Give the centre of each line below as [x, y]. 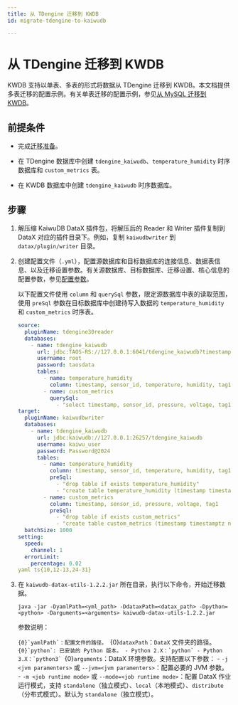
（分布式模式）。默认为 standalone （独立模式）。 [87, 694]
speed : [34, 544]
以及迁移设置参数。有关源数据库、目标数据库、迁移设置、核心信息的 [130, 270]
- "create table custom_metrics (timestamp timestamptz [140, 524]
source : [29, 325]
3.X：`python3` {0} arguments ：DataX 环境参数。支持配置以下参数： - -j [123, 659]
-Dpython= [213, 607]
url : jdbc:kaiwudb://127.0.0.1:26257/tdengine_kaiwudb [120, 438]
